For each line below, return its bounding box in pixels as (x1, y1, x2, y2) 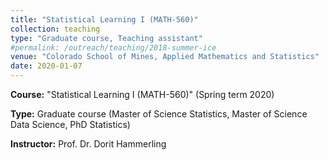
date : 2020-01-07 (10, 61, 83, 71)
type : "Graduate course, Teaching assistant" (10, 33, 203, 43)
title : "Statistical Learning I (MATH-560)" (10, 14, 199, 25)
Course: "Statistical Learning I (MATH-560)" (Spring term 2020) (10, 89, 275, 100)
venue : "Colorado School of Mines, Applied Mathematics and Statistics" (10, 52, 320, 62)
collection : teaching (10, 24, 101, 34)
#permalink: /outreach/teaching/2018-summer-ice (10, 42, 217, 53)
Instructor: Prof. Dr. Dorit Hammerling (10, 138, 167, 150)
